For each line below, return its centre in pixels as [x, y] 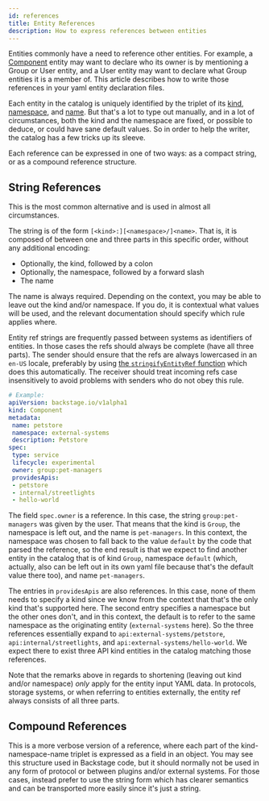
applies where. [33, 322]
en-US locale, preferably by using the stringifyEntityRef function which [128, 363]
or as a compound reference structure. [72, 162]
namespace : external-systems [61, 433]
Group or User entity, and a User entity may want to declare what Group [128, 71]
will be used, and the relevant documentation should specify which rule [127, 313]
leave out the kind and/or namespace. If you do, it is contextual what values [134, 305]
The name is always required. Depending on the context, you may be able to [135, 297]
